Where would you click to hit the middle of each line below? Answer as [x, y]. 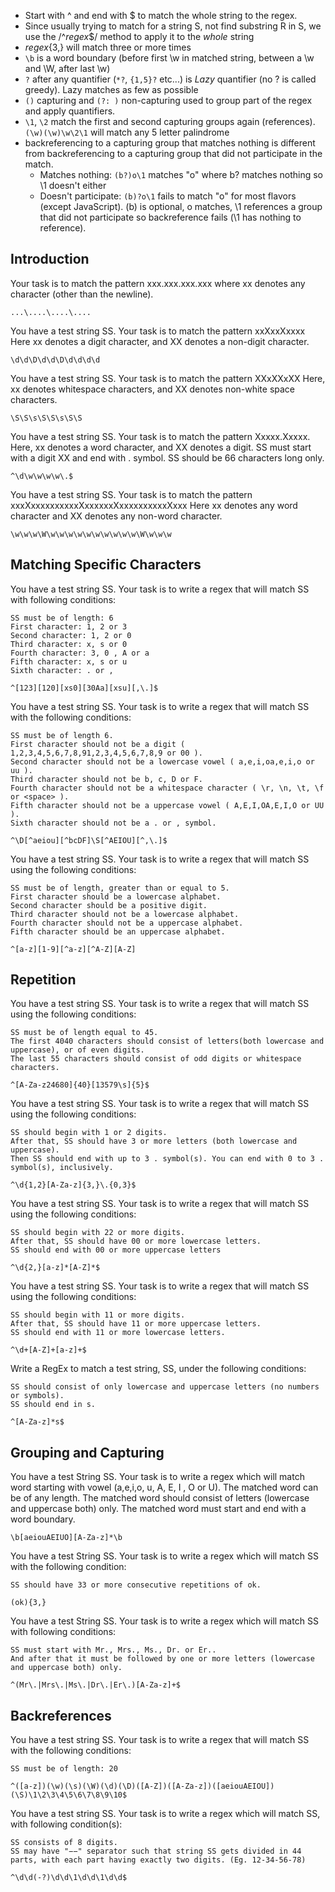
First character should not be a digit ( [98, 744]
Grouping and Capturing [87, 1452]
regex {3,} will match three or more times [108, 47]
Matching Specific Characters [106, 565]
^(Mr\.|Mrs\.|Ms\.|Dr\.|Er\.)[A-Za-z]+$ [96, 1685]
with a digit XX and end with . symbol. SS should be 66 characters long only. [167, 457]
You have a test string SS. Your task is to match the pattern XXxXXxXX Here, [168, 378]
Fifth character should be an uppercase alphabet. [118, 931]
